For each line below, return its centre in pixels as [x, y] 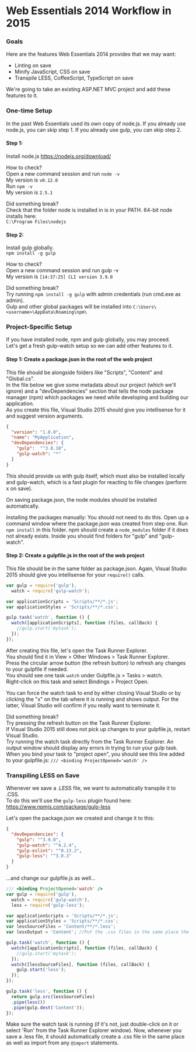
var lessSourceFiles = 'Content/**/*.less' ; [61, 927]
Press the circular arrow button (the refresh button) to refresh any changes [96, 663]
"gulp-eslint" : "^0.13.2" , [49, 851]
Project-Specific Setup [39, 327]
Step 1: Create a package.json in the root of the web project [79, 359]
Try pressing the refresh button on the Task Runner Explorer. [79, 723]
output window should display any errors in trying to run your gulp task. [92, 748]
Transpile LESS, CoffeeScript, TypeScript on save [74, 78]
